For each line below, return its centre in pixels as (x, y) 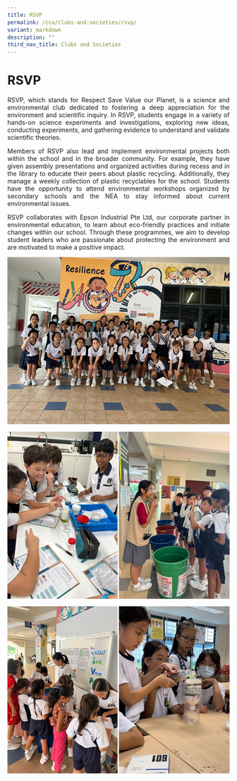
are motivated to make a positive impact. (66, 248)
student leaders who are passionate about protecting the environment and (119, 240)
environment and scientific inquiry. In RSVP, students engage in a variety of (119, 115)
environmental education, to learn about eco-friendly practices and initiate (119, 225)
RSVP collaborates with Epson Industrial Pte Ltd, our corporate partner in (119, 217)
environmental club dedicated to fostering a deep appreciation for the (119, 108)
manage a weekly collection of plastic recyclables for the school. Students (119, 181)
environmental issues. (39, 204)
